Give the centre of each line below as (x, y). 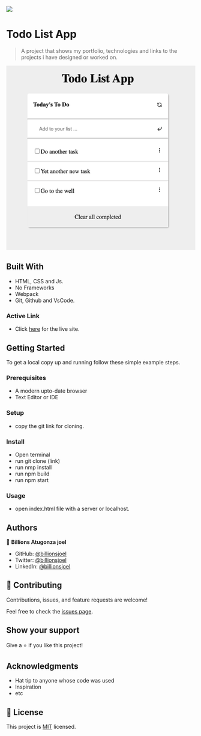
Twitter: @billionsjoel (41, 560)
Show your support (43, 630)
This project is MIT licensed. (41, 727)
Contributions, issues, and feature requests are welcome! (77, 600)
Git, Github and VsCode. (45, 300)
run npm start (32, 480)
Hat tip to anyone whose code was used (64, 681)
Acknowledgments (43, 666)
